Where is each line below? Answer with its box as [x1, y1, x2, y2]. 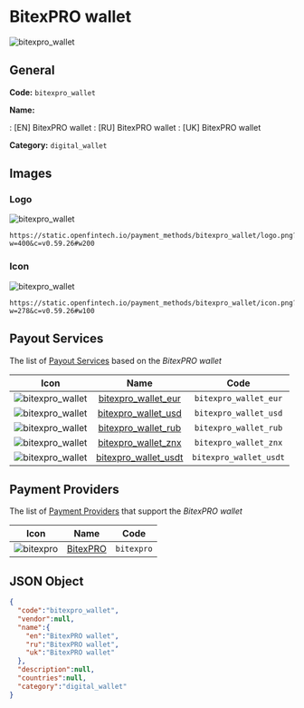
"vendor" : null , [17, 615, 75, 624]
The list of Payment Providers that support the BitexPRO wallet [9, 506, 242, 516]
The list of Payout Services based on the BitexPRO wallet [9, 355, 222, 366]
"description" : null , [17, 665, 95, 674]
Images [9, 166, 52, 182]
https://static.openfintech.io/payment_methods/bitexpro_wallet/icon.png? [9, 298, 298, 308]
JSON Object [9, 574, 84, 589]
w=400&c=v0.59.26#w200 [9, 239, 95, 249]
